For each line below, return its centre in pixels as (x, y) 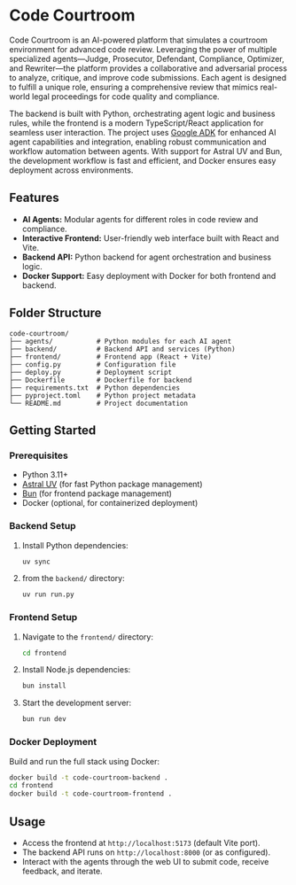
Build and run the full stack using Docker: (84, 761)
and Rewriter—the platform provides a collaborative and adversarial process (148, 68)
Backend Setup (43, 526)
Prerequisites (39, 455)
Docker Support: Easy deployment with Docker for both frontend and (149, 276)
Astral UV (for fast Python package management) (112, 485)
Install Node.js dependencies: (76, 670)
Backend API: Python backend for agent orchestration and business (147, 257)
